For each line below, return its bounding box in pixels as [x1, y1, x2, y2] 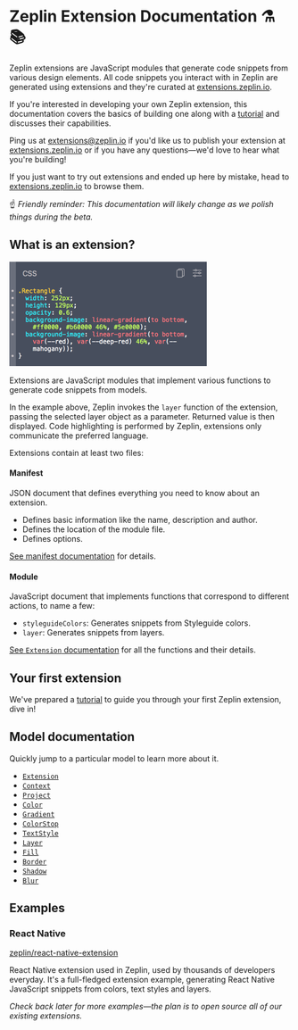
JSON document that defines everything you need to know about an [9, 487, 261, 498]
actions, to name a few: [9, 601, 95, 611]
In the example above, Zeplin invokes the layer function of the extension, [9, 402, 278, 412]
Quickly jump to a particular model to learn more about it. [9, 752, 219, 764]
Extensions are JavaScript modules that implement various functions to [9, 375, 271, 386]
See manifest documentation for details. [9, 551, 156, 561]
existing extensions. [9, 1010, 83, 1021]
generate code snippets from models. [9, 384, 148, 395]
